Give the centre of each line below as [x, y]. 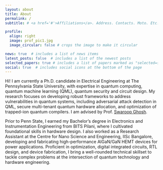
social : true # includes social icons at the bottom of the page [73, 67]
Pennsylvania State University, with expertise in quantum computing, [74, 86]
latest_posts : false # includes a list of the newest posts [68, 58]
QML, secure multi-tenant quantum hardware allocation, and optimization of [81, 107]
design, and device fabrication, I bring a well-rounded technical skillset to [78, 152]
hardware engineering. [28, 162]
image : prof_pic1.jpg [31, 41]
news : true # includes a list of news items [52, 54]
